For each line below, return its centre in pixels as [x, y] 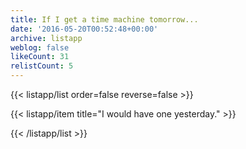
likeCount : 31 [40, 57]
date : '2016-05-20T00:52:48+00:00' [84, 29]
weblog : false [40, 47]
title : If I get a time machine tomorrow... [104, 19]
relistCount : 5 [42, 66]
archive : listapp [46, 38]
